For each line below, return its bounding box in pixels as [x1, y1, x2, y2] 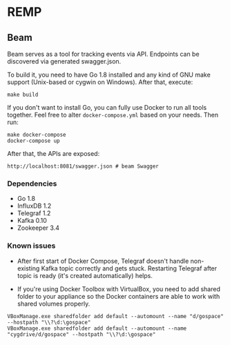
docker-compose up [7, 137, 60, 144]
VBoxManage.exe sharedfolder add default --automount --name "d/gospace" [7, 313, 224, 319]
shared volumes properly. [17, 299, 90, 308]
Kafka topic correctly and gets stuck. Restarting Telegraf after [41, 264, 218, 273]
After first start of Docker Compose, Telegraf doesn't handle [17, 257, 189, 265]
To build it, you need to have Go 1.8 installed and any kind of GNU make [7, 70, 211, 79]
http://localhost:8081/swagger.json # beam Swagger [7, 163, 159, 170]
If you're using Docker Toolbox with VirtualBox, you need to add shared [17, 284, 221, 293]
